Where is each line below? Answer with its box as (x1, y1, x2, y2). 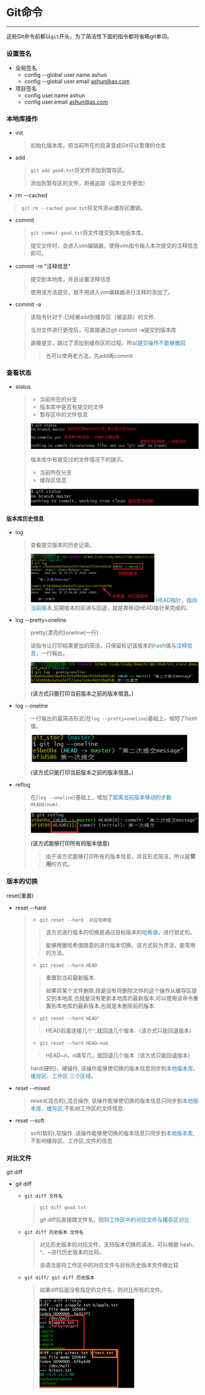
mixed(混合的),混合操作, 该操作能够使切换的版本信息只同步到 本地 (30, 1097, 193, 1105)
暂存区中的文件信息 (39, 411, 88, 418)
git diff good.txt (39, 1204, 87, 1211)
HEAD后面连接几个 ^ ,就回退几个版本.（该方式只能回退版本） (45, 1027, 195, 1035)
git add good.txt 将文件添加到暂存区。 (30, 166, 128, 174)
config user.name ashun (24, 92, 85, 99)
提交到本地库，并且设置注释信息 (30, 275, 111, 282)
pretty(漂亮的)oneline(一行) (30, 629, 99, 636)
